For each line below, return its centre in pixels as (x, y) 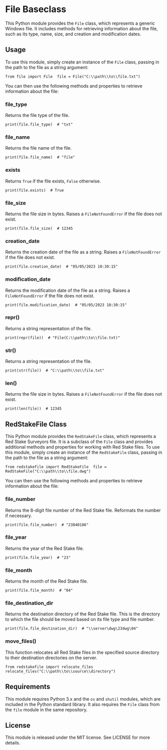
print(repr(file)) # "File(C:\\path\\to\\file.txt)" (63, 338)
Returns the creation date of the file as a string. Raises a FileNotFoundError (83, 252)
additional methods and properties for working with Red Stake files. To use (82, 447)
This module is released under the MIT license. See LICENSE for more (77, 737)
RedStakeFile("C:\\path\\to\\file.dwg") (48, 472)
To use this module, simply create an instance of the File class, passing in (82, 62)
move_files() (21, 641)
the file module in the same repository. (47, 710)
